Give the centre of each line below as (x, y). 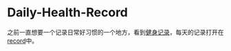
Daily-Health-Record (68, 13)
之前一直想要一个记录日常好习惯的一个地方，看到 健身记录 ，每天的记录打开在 (115, 32)
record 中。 (23, 40)
